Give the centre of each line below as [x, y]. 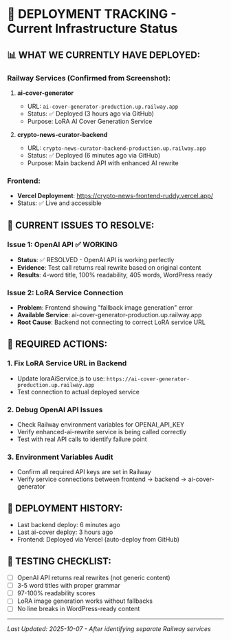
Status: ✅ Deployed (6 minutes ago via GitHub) [94, 155]
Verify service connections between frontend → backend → [102, 479]
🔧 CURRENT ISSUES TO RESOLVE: [81, 225]
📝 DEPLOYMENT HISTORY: [65, 508]
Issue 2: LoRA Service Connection [65, 292]
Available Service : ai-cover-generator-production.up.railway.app [109, 315]
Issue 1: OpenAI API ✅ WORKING [63, 245]
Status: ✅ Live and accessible [59, 203]
